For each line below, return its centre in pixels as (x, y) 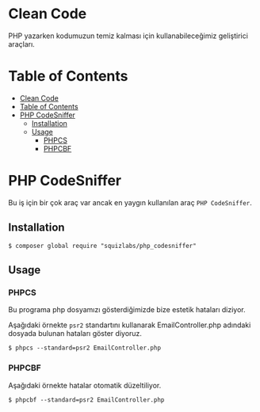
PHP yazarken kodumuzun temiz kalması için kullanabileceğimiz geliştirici (128, 36)
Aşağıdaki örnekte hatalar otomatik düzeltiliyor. (85, 385)
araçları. (22, 44)
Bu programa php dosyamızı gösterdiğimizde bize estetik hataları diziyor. (127, 310)
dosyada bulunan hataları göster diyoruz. (75, 334)
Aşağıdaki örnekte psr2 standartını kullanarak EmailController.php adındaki (130, 325)
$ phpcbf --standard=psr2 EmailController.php (86, 400)
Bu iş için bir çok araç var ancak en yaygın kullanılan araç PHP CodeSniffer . (130, 202)
